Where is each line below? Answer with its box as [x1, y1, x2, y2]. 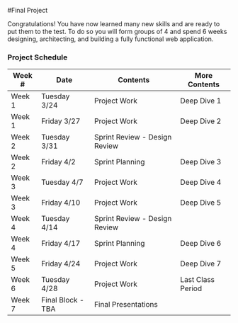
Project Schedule [7, 52, 68, 62]
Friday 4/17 [41, 239, 81, 249]
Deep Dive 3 [180, 157, 222, 167]
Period [180, 283, 203, 293]
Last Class [180, 275, 215, 285]
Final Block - [41, 295, 85, 305]
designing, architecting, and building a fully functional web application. [7, 35, 214, 43]
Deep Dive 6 [180, 239, 222, 249]
